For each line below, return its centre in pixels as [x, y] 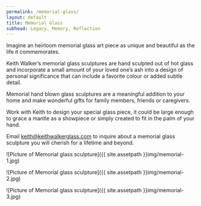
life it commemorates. [33, 52]
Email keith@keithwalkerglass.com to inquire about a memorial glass [91, 137]
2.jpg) [13, 179]
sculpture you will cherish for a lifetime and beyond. [70, 143]
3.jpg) [13, 197]
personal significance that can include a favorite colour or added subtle [94, 76]
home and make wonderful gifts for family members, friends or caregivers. [98, 101]
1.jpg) [13, 161]
